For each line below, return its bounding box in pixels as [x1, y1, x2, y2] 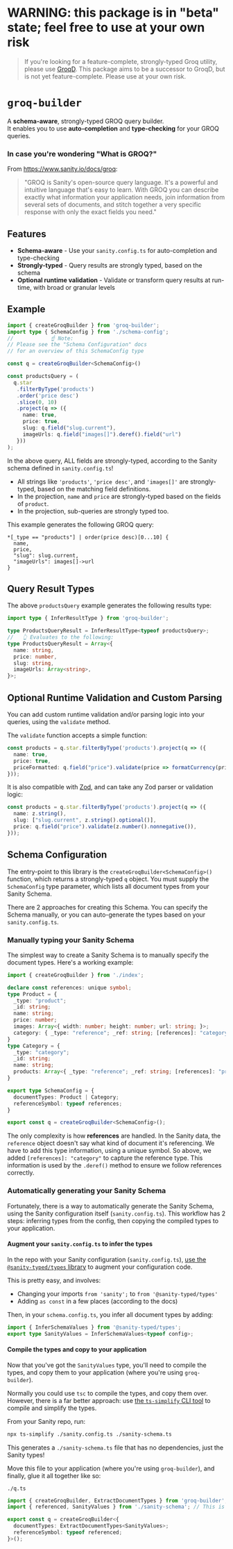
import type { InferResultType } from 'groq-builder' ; [7, 615, 169, 622]
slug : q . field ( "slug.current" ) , [22, 425, 116, 432]
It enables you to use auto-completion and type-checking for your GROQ [7, 124, 220, 133]
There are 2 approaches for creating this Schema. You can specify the [7, 903, 208, 911]
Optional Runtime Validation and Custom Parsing [7, 691, 223, 703]
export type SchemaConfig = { [7, 1087, 95, 1094]
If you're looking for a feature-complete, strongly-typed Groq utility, [24, 57, 218, 65]
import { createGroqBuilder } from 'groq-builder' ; [7, 322, 159, 329]
